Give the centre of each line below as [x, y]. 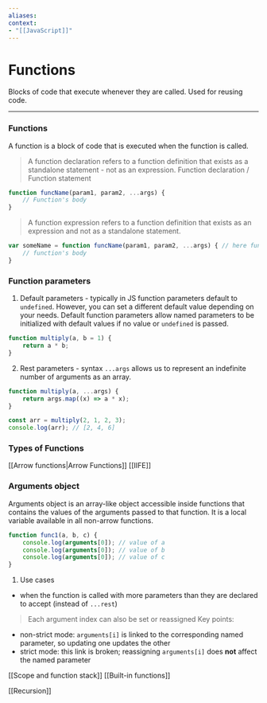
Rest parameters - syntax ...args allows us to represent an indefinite [133, 368]
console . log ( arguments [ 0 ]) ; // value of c [94, 557]
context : [23, 23]
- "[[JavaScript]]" [41, 30]
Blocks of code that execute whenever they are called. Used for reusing [126, 92]
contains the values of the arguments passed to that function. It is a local [128, 512]
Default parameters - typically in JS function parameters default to [129, 299]
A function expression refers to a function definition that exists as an [139, 223]
